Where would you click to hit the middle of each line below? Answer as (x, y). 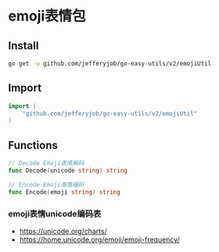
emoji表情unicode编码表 (55, 214)
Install (23, 45)
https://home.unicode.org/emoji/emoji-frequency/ (99, 239)
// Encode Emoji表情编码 (46, 184)
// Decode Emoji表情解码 (46, 163)
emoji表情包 (47, 16)
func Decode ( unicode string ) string (68, 170)
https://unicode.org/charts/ (63, 231)
